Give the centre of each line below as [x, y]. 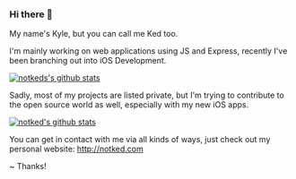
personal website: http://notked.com [76, 149]
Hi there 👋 [31, 14]
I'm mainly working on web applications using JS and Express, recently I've [148, 51]
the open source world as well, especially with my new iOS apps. [129, 105]
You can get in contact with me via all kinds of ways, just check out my [140, 140]
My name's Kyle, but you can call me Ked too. [94, 34]
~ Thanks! [28, 166]
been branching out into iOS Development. [88, 61]
